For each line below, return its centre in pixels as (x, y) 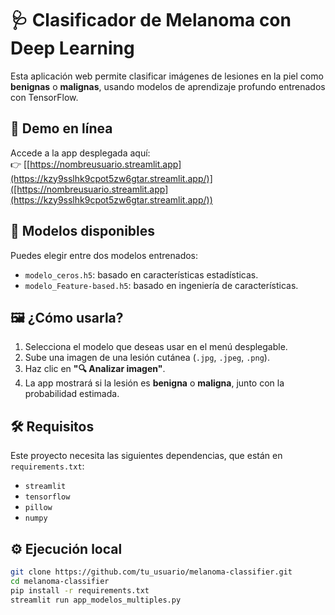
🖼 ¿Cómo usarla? (67, 317)
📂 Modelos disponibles (83, 231)
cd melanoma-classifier (60, 581)
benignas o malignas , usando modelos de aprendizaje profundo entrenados (168, 86)
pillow (38, 508)
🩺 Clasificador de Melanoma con (151, 20)
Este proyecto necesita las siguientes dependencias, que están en (146, 456)
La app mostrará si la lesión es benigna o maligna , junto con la (154, 383)
